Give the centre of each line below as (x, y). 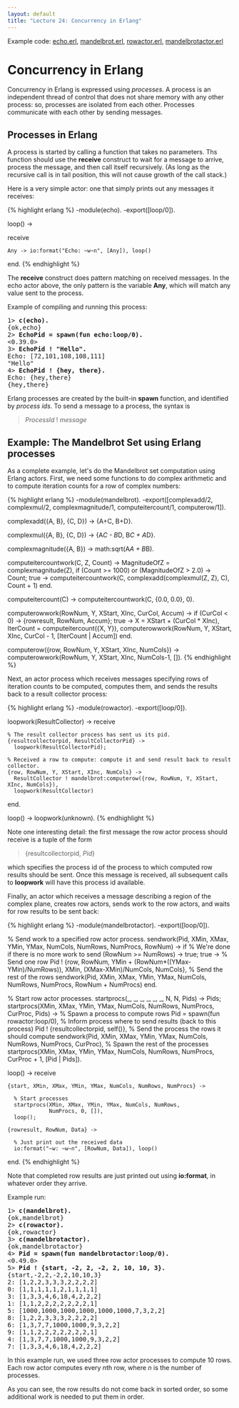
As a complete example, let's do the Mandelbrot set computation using (111, 471)
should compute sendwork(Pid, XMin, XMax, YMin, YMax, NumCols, (108, 1037)
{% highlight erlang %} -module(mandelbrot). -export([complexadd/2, (110, 500)
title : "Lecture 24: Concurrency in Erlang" (75, 21)
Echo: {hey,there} (40, 378)
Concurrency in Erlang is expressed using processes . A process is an (110, 89)
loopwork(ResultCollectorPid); (60, 747)
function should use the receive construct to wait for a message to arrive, (116, 160)
